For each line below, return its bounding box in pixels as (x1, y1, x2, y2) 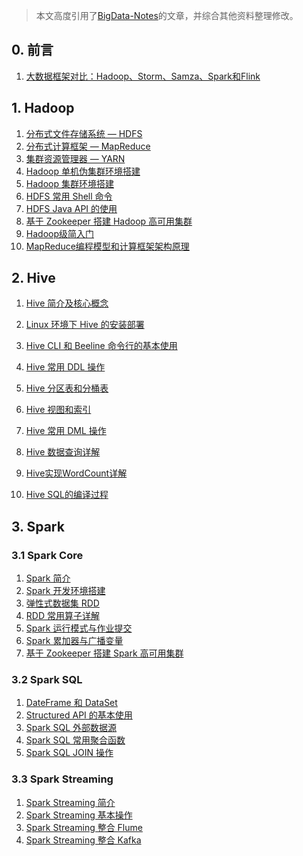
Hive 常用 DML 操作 (25, 425, 107, 437)
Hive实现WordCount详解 (25, 467, 128, 479)
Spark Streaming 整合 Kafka (25, 834, 142, 846)
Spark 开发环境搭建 (25, 585, 106, 597)
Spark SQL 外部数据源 (25, 722, 118, 734)
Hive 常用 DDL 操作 (25, 361, 106, 373)
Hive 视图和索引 (25, 404, 92, 416)
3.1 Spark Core (11, 548, 84, 562)
